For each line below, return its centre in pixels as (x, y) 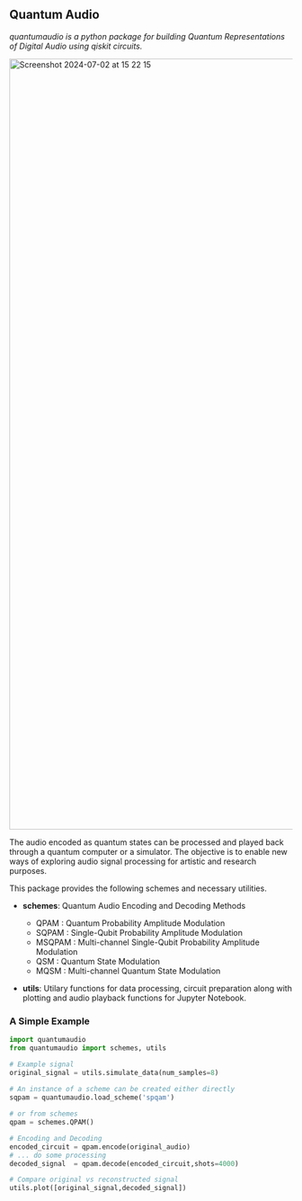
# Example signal (42, 1064)
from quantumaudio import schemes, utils (88, 1048)
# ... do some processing (58, 1155)
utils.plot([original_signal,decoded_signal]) (98, 1188)
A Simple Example (49, 1021)
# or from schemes (44, 1114)
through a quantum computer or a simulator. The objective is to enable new (148, 851)
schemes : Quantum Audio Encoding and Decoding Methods (134, 905)
